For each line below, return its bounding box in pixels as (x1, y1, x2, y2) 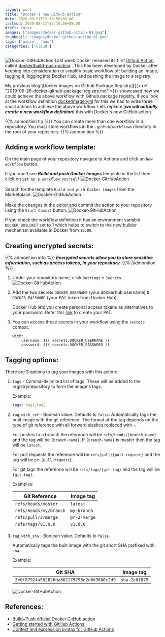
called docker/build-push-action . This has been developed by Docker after (5, 63, 158, 68)
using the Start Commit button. (5, 207, 67, 213)
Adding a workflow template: (5, 143, 96, 152)
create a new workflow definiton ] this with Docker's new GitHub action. (5, 109, 153, 115)
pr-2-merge (70, 514, 96, 520)
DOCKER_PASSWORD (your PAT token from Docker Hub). (12, 295, 118, 301)
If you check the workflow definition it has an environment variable (5, 217, 140, 223)
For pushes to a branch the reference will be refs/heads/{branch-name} (12, 431, 157, 437)
